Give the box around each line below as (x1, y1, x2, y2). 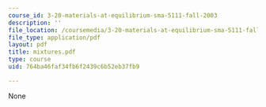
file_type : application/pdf (8, 33, 101, 42)
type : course (8, 56, 51, 64)
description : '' (8, 19, 62, 27)
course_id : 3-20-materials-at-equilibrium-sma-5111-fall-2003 (8, 11, 218, 20)
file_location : (8, 26, 59, 34)
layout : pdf (8, 41, 47, 49)
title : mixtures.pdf (8, 48, 77, 56)
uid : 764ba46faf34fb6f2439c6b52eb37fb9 (8, 63, 140, 71)
